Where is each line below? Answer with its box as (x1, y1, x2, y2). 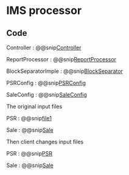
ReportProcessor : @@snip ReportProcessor (6, 56, 117, 63)
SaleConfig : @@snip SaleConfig (6, 91, 87, 98)
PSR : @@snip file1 (6, 115, 52, 122)
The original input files (6, 103, 63, 110)
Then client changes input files (6, 138, 84, 145)
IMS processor (6, 4, 82, 18)
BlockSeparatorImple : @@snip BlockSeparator (6, 67, 124, 75)
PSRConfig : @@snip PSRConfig (6, 80, 86, 86)
